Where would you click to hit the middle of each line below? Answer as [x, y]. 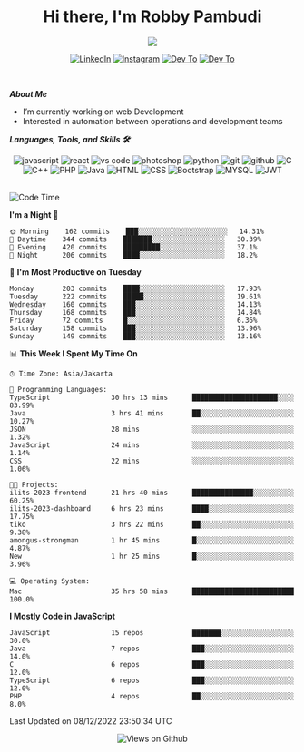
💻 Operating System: [50, 581]
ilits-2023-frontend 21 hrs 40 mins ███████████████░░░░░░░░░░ [152, 493]
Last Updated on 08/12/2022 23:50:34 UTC [91, 721]
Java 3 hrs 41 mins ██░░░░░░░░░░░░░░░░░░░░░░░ [152, 413]
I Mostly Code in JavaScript [63, 616]
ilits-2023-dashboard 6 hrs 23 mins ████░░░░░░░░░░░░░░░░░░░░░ [152, 508]
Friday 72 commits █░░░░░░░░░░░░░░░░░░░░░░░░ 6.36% [133, 320]
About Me [29, 93]
